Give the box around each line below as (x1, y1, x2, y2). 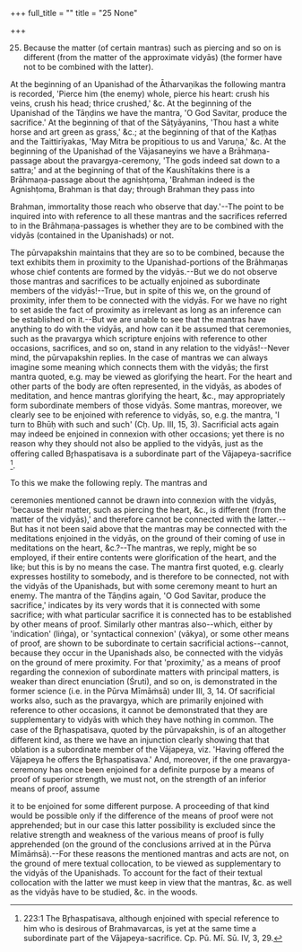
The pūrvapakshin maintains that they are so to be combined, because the (10, 247, 285, 258)
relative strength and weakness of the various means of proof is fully (10, 829, 264, 840)
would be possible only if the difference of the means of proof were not (10, 810, 274, 821)
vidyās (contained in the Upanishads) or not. (10, 230, 174, 241)
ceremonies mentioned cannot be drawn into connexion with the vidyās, (10, 494, 277, 506)
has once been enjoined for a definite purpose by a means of (48, 763, 275, 775)
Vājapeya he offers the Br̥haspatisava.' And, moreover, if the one (10, 754, 248, 764)
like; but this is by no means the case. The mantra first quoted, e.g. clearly (10, 561, 285, 572)
